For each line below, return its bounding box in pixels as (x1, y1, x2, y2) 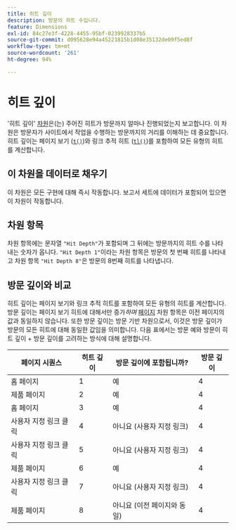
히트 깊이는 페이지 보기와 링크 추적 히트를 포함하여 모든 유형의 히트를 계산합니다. (7, 299, 227, 307)
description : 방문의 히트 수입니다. (7, 17, 102, 24)
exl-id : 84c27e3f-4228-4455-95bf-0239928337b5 (7, 29, 146, 37)
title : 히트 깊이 (7, 10, 53, 18)
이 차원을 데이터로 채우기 (7, 168, 107, 180)
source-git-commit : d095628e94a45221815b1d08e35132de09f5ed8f (7, 37, 193, 44)
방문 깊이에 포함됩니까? (115, 358, 188, 368)
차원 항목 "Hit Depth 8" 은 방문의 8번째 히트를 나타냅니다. (14, 257, 174, 265)
